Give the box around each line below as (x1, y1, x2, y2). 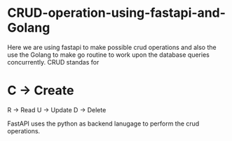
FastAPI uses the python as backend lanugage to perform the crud (7, 119, 200, 128)
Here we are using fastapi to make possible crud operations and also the (7, 43, 217, 51)
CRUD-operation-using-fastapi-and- (7, 5, 226, 21)
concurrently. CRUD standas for (7, 58, 100, 66)
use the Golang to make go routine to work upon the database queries (7, 51, 210, 59)
